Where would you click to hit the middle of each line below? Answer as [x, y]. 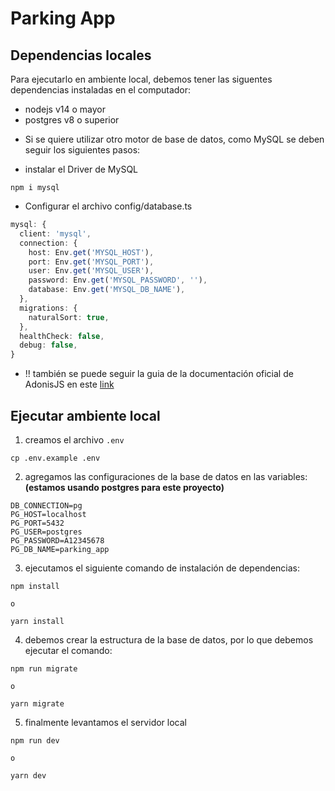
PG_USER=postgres [46, 532]
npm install [35, 586]
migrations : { [48, 308]
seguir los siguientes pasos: [82, 150]
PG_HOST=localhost [48, 514]
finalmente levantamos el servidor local [105, 722]
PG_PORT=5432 [37, 523]
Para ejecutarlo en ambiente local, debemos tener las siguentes [141, 79]
